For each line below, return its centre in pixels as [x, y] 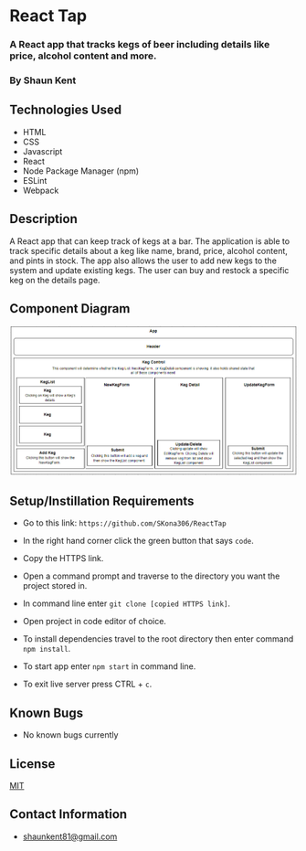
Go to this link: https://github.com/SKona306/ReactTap [124, 523]
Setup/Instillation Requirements [102, 500]
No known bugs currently [70, 735]
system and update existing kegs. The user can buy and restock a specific [149, 270]
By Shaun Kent [43, 80]
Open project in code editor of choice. [95, 622]
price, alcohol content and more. [83, 56]
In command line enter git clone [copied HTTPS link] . [127, 603]
